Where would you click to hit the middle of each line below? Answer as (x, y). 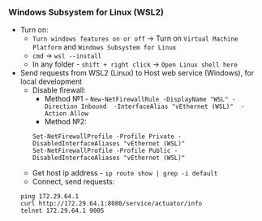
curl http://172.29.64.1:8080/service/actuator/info (111, 204)
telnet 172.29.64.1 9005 (62, 211)
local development (51, 82)
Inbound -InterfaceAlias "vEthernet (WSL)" (157, 107)
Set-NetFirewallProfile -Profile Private (103, 136)
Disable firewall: (59, 90)
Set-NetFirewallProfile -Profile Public (101, 151)
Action (56, 114)
